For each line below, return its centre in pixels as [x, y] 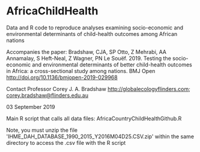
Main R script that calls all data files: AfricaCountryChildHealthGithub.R [94, 118]
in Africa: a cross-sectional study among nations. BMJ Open [81, 71]
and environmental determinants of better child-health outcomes [112, 65]
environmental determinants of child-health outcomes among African [92, 34]
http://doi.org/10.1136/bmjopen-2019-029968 [62, 77]
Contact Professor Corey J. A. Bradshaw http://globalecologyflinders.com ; [98, 89]
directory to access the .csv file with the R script [66, 142]
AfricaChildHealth [52, 11]
